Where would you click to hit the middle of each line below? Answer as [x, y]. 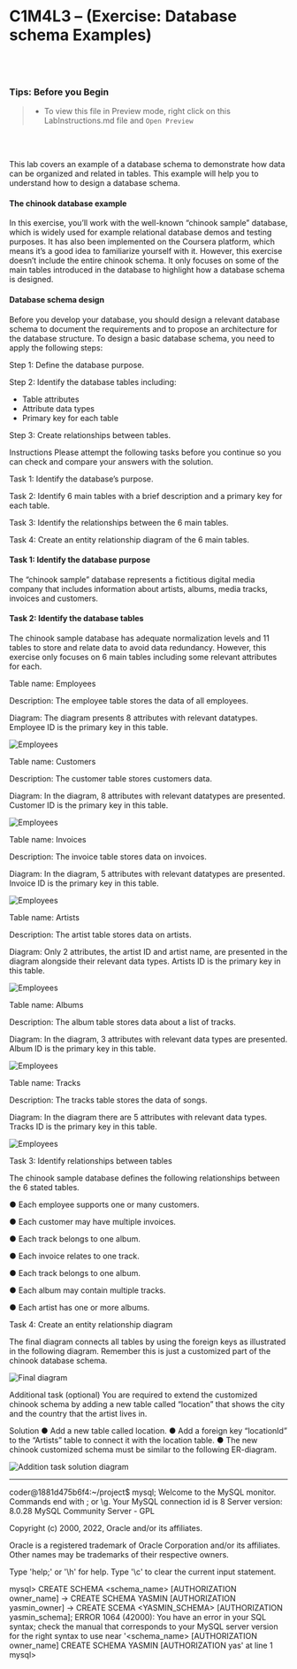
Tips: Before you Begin [59, 92]
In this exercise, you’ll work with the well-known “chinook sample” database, [148, 223]
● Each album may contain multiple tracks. [88, 1290]
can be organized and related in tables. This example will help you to [134, 173]
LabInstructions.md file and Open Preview [118, 120]
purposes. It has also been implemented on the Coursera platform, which [142, 242]
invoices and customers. [54, 598]
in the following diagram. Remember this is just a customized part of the [140, 1351]
